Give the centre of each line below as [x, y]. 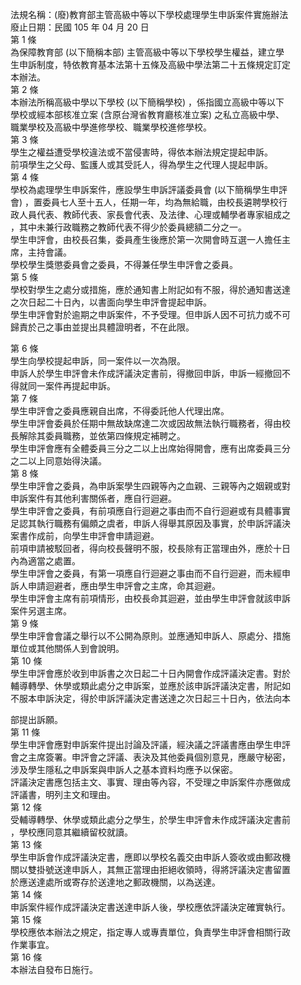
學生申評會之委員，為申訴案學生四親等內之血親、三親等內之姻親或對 [150, 486]
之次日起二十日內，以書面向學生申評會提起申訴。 [111, 302]
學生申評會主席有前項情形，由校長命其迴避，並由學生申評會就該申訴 [150, 598]
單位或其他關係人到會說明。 [67, 648]
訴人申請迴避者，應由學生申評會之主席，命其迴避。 [115, 586]
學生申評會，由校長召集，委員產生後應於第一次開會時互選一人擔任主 [150, 239]
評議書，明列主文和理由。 [63, 794]
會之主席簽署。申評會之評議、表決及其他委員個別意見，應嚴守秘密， [150, 757]
